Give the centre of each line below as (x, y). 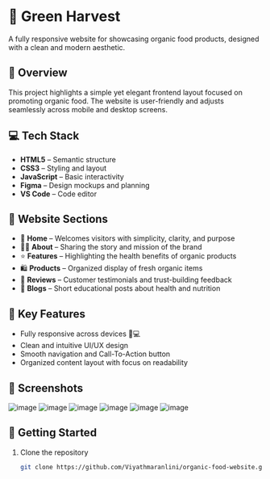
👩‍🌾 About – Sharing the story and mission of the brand (111, 247)
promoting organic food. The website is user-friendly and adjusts (116, 101)
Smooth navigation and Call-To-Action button (95, 354)
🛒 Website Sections (58, 218)
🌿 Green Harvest (64, 17)
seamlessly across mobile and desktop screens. (88, 109)
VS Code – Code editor (58, 194)
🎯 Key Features (47, 314)
